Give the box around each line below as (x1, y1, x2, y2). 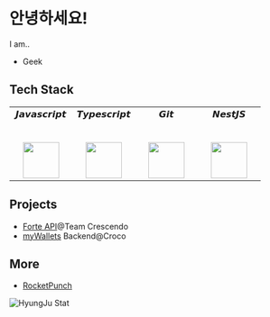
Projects (9, 197, 58, 213)
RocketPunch (22, 280, 72, 291)
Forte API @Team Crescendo (22, 221, 129, 231)
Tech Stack (9, 82, 74, 97)
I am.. (9, 38, 30, 50)
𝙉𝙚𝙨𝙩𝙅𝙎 (211, 107, 247, 120)
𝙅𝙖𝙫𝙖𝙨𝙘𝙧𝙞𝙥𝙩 (14, 107, 67, 120)
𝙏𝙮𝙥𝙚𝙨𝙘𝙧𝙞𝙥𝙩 (76, 107, 131, 120)
